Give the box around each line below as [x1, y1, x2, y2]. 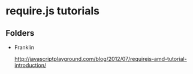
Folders [5, 28, 35, 38]
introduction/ [14, 61, 47, 69]
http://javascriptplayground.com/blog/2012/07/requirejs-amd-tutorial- [14, 55, 187, 62]
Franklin [14, 44, 34, 51]
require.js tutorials [5, 4, 100, 18]
